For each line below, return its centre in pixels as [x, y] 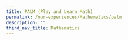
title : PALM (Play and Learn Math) [50, 11]
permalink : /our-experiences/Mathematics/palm [64, 17]
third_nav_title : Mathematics [43, 28]
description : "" [26, 22]
